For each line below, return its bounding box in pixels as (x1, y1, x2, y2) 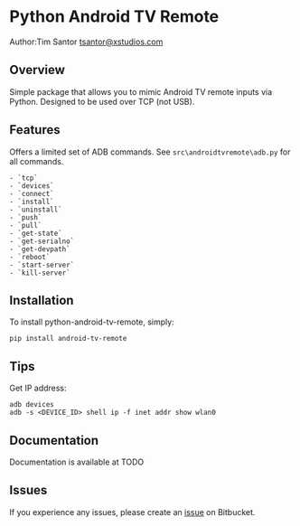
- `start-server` (9, 260, 75, 269)
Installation (9, 292, 74, 308)
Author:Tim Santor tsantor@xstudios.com (9, 36, 164, 47)
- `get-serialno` (9, 237, 75, 246)
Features (9, 122, 61, 137)
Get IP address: (9, 382, 67, 394)
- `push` (9, 212, 42, 222)
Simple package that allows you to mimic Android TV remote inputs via (9, 86, 273, 97)
